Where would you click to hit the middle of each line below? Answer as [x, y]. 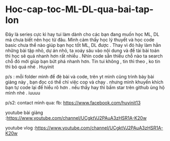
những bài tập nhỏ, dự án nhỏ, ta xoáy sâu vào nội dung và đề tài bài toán [82, 50]
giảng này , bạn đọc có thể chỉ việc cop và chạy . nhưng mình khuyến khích [84, 82]
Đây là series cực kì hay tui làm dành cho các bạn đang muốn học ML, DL [82, 34]
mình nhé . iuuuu [23, 93]
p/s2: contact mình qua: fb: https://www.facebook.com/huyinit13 [73, 102]
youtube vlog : [20, 128]
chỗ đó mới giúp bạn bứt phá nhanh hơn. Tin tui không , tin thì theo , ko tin [83, 61]
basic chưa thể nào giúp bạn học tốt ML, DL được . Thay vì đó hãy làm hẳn [83, 45]
